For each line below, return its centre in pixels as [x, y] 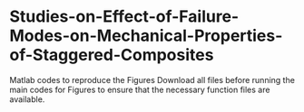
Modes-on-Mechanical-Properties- [146, 36]
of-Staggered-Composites [112, 55]
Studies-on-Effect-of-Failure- [124, 17]
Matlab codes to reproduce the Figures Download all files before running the [152, 79]
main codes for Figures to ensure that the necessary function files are [140, 89]
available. [27, 99]
